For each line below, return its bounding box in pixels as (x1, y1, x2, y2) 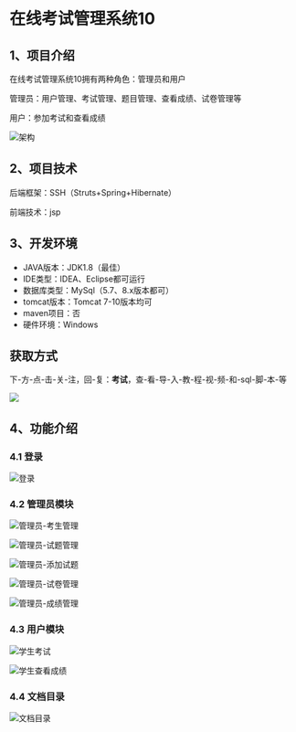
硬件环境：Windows (22, 319, 99, 330)
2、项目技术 (9, 161, 78, 176)
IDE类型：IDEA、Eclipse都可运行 (22, 273, 146, 284)
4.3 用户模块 (9, 623, 65, 636)
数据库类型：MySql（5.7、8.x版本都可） (22, 284, 174, 295)
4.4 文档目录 (9, 690, 66, 703)
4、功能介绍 (9, 420, 79, 436)
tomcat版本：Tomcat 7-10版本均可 (22, 296, 153, 307)
